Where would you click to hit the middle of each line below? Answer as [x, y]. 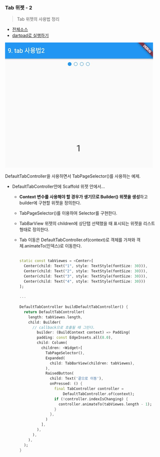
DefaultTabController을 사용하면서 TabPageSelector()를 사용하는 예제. [73, 176]
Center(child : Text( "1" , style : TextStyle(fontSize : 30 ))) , [86, 266]
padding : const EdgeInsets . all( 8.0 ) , [75, 338]
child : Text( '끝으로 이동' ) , [77, 379]
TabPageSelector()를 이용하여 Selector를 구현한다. [68, 213]
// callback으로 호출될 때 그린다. [64, 327]
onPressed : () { [66, 384]
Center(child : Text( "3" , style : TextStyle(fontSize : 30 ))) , [86, 276]
